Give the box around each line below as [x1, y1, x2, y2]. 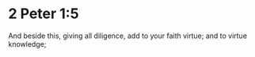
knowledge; [8, 39, 47, 48]
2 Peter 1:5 [8, 5, 79, 23]
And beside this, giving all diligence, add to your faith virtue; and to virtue [8, 31, 248, 40]
